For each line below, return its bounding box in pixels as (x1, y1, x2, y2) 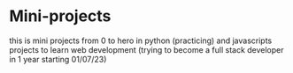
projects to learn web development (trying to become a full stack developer (9, 44, 285, 55)
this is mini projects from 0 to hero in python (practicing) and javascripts (9, 35, 273, 46)
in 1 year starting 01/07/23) (9, 54, 107, 64)
